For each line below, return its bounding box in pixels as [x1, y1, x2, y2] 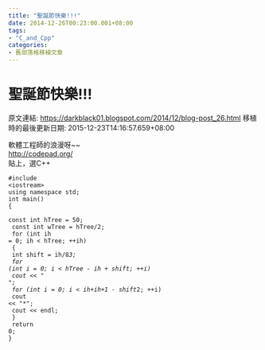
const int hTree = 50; [8, 216, 84, 224]
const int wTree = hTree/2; [11, 223, 105, 231]
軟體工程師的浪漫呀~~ [8, 140, 81, 150]
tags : [8, 26, 26, 34]
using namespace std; [8, 188, 80, 196]
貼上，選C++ [8, 158, 51, 168]
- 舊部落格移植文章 [8, 49, 64, 56]
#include [8, 174, 37, 182]
